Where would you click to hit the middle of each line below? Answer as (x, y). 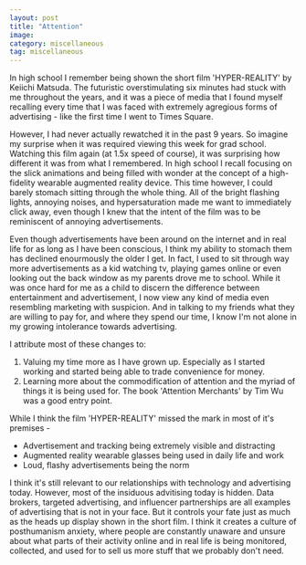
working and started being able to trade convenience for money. (143, 371)
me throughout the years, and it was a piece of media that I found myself (146, 98)
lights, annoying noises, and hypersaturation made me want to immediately (151, 203)
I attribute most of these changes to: (78, 344)
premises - (30, 428)
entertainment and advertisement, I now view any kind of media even (139, 298)
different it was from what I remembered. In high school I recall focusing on (151, 163)
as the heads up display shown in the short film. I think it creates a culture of (153, 522)
